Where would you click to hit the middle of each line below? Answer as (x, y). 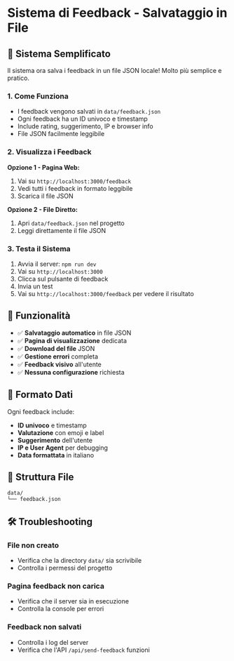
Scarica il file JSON (45, 196)
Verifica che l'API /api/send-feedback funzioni (84, 650)
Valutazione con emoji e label (61, 432)
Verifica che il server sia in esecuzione (73, 601)
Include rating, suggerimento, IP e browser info (85, 126)
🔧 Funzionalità (39, 316)
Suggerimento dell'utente (55, 440)
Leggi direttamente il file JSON (62, 230)
